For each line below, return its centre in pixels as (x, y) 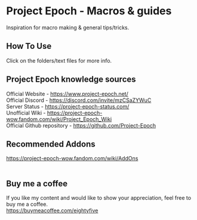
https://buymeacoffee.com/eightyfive (52, 210)
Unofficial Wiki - (26, 113)
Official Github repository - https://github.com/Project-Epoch (81, 125)
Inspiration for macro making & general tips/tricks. (68, 27)
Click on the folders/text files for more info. (59, 60)
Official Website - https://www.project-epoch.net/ (67, 94)
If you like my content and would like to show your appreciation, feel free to (99, 198)
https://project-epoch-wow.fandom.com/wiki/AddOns (72, 159)
